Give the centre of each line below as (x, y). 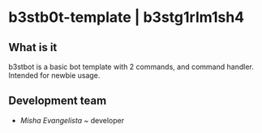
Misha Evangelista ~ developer (72, 120)
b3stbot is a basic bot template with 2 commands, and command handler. (131, 66)
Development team (58, 101)
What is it (33, 47)
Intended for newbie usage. (54, 75)
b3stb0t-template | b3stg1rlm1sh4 (127, 17)
